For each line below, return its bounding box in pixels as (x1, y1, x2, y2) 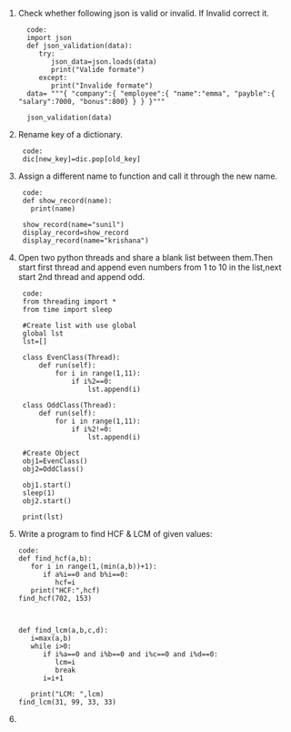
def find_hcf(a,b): (17, 554, 93, 563)
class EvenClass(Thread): (22, 353, 121, 362)
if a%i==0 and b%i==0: (42, 570, 129, 579)
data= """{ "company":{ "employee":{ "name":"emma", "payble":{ (26, 89, 276, 98)
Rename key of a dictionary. (17, 129, 123, 139)
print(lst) (22, 512, 64, 521)
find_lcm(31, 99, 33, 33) (17, 697, 116, 706)
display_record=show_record (22, 228, 129, 237)
